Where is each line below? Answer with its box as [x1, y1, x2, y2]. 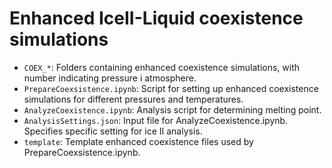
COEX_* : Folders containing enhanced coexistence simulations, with [23, 61, 300, 73]
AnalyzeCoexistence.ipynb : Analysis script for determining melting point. [23, 103, 322, 116]
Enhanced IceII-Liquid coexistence [9, 7, 304, 30]
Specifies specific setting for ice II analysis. [23, 125, 203, 137]
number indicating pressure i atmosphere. [23, 72, 197, 84]
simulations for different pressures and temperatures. [23, 93, 244, 105]
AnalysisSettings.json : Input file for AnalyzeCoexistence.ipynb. [23, 114, 289, 126]
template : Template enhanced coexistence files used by [23, 135, 254, 147]
